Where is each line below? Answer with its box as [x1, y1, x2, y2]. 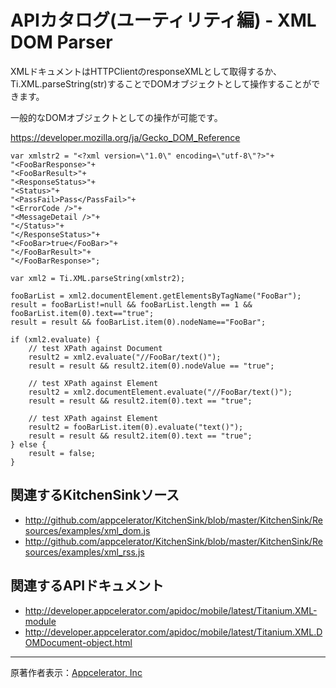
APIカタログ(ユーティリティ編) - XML [10, 9, 317, 32]
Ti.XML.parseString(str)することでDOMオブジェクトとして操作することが [10, 77, 312, 90]
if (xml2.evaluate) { [10, 334, 101, 345]
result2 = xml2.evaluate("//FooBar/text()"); [28, 352, 222, 362]
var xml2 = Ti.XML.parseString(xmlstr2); [10, 273, 186, 283]
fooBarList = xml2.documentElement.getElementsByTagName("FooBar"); [10, 291, 302, 301]
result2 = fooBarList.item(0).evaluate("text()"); [28, 422, 244, 432]
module [24, 615, 57, 627]
